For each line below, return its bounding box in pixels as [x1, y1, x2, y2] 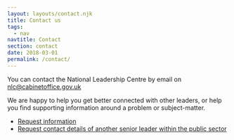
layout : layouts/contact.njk [7, 10, 93, 17]
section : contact [7, 43, 58, 50]
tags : [7, 23, 23, 30]
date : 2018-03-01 [7, 50, 58, 57]
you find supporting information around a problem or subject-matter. [7, 103, 206, 112]
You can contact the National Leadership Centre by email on [7, 75, 181, 83]
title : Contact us [7, 17, 61, 24]
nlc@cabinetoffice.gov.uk [7, 82, 82, 91]
